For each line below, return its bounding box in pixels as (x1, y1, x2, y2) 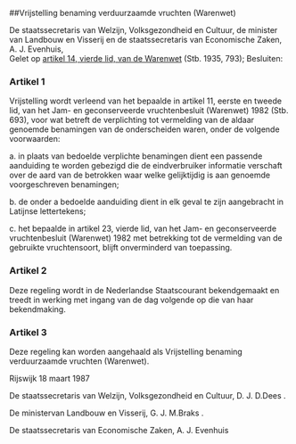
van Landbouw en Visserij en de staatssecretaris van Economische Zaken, (9, 35, 283, 45)
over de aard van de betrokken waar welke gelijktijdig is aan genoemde (9, 169, 271, 181)
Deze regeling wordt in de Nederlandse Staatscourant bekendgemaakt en (9, 284, 280, 295)
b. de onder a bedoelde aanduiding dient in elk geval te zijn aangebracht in (9, 196, 284, 208)
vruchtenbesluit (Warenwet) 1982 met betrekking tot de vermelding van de (9, 233, 283, 243)
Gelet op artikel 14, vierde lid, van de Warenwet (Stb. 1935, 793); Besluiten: (9, 53, 284, 63)
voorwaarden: (9, 134, 61, 144)
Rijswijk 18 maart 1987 (9, 373, 91, 383)
